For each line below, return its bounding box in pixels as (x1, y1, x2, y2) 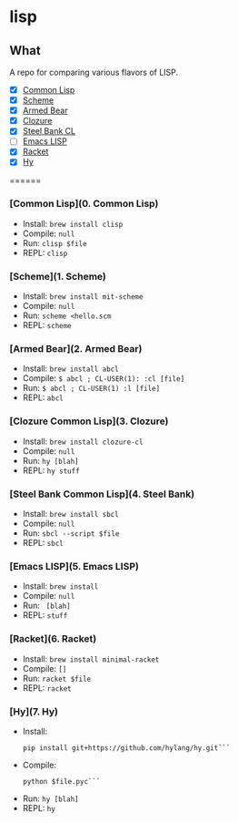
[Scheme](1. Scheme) (9, 270, 107, 283)
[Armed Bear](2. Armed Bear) (9, 343, 143, 355)
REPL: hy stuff (22, 465, 80, 476)
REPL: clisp (22, 247, 68, 258)
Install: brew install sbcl (22, 508, 120, 519)
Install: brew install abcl (22, 363, 120, 375)
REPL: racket (22, 682, 73, 694)
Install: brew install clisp (22, 218, 124, 229)
